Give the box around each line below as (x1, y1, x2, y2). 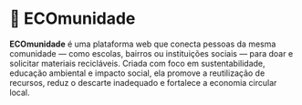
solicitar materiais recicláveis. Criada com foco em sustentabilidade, (9, 58, 266, 68)
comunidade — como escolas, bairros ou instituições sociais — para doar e (9, 47, 294, 58)
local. (9, 87, 30, 98)
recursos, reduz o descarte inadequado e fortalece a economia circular (9, 77, 277, 88)
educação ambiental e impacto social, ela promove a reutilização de (9, 68, 266, 79)
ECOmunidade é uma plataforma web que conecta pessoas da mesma (9, 38, 276, 49)
